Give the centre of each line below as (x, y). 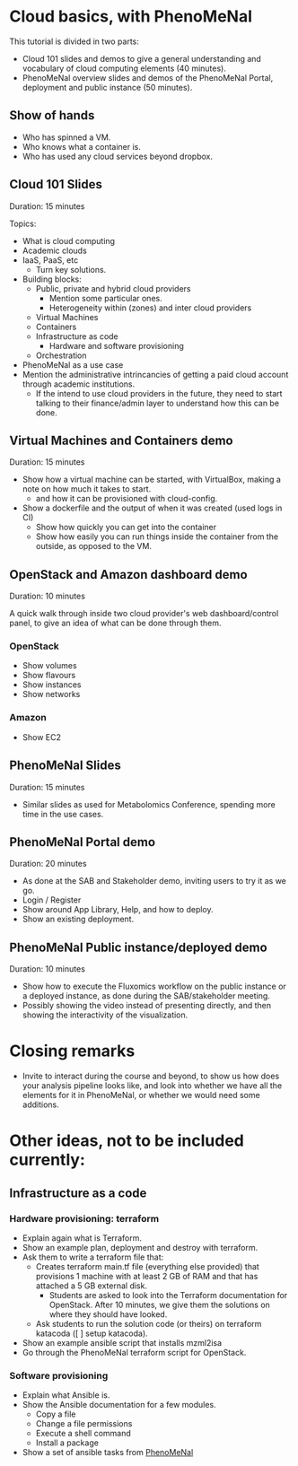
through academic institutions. (79, 384)
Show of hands (52, 115)
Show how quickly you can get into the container (126, 528)
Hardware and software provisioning (116, 345)
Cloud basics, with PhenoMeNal (131, 17)
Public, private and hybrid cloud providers (113, 288)
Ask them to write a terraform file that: (93, 1257)
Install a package (67, 1443)
